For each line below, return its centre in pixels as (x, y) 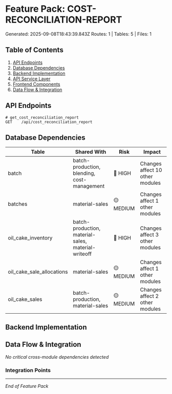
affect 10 (151, 170)
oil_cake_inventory (30, 238)
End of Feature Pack (27, 386)
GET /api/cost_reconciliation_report (49, 122)
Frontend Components (36, 84)
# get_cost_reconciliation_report (42, 117)
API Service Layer (31, 79)
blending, (84, 173)
